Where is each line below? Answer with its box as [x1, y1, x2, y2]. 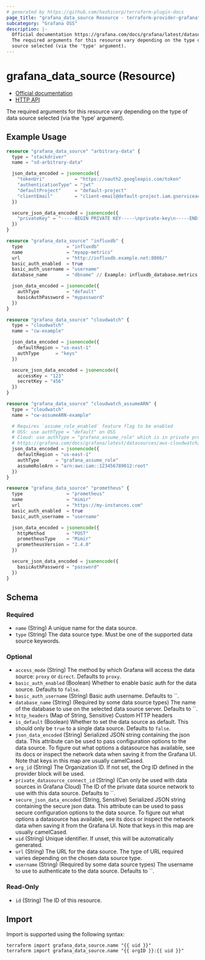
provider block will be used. [15, 770, 85, 778]
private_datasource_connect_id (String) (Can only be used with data [15, 776, 187, 784]
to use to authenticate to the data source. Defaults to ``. [15, 867, 154, 875]
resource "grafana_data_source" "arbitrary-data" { [6, 148, 140, 154]
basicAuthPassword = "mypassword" [17, 294, 105, 300]
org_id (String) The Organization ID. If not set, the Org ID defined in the [15, 763, 194, 771]
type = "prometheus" [12, 491, 105, 497]
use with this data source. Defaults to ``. [15, 790, 116, 797]
